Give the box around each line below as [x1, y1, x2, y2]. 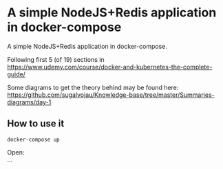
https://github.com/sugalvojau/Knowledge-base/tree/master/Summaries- [7, 91, 215, 99]
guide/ [7, 70, 26, 78]
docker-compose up [7, 136, 60, 143]
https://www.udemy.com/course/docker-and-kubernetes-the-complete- [7, 63, 213, 71]
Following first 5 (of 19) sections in [7, 55, 105, 63]
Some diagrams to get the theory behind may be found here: [7, 83, 179, 91]
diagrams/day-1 [7, 98, 52, 106]
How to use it [7, 118, 65, 130]
